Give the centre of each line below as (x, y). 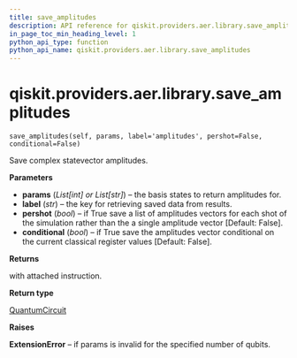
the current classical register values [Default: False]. (117, 242)
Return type (32, 293)
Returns (24, 259)
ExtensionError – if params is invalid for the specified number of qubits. (140, 345)
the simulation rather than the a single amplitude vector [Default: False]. (152, 223)
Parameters (31, 178)
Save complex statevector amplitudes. (79, 161)
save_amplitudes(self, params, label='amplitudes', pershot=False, (136, 137)
